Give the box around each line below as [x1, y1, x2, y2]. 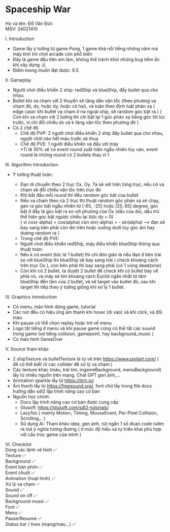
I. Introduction [5, 36, 35, 42]
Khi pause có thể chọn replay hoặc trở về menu [12, 319, 112, 326]
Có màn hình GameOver [12, 336, 63, 342]
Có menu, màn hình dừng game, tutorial [12, 304, 96, 310]
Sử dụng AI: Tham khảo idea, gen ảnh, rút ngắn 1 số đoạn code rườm [20, 421, 164, 427]
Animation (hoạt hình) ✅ [5, 475, 56, 481]
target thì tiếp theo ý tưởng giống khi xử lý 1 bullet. [20, 284, 125, 290]
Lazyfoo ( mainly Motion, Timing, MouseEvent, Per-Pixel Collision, [20, 409, 158, 416]
